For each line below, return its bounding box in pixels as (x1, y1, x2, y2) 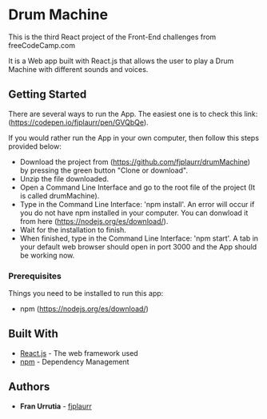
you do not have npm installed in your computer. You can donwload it (19, 208, 249, 217)
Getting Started (8, 88, 87, 102)
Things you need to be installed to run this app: (8, 289, 164, 298)
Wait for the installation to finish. (19, 225, 126, 234)
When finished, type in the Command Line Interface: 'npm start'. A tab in (19, 233, 258, 243)
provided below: (8, 142, 62, 151)
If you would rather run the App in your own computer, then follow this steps (8, 133, 260, 142)
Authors (8, 380, 50, 393)
